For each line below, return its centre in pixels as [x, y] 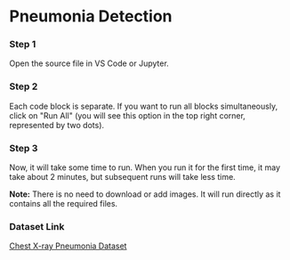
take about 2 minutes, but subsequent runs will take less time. [122, 177]
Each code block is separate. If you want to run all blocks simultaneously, [144, 106]
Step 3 [24, 148]
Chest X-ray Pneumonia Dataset [68, 246]
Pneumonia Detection [91, 16]
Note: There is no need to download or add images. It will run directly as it [145, 194]
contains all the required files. [64, 204]
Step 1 [23, 45]
